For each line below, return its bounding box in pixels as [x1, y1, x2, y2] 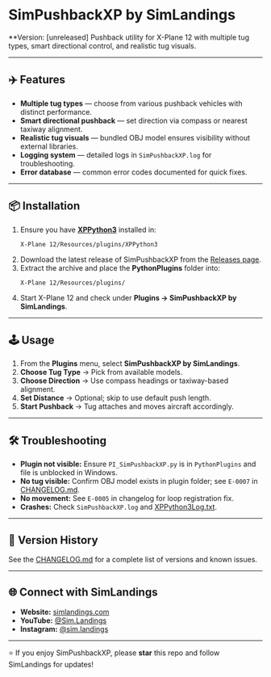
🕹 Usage [8, 333, 55, 347]
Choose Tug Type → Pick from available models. [19, 368, 183, 377]
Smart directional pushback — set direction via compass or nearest [19, 116, 248, 125]
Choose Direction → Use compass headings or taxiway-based [19, 376, 228, 385]
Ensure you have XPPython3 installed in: [19, 225, 157, 234]
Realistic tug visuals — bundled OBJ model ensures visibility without [19, 132, 251, 142]
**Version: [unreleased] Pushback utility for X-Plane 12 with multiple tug [8, 32, 250, 42]
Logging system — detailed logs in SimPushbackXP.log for [19, 149, 212, 159]
